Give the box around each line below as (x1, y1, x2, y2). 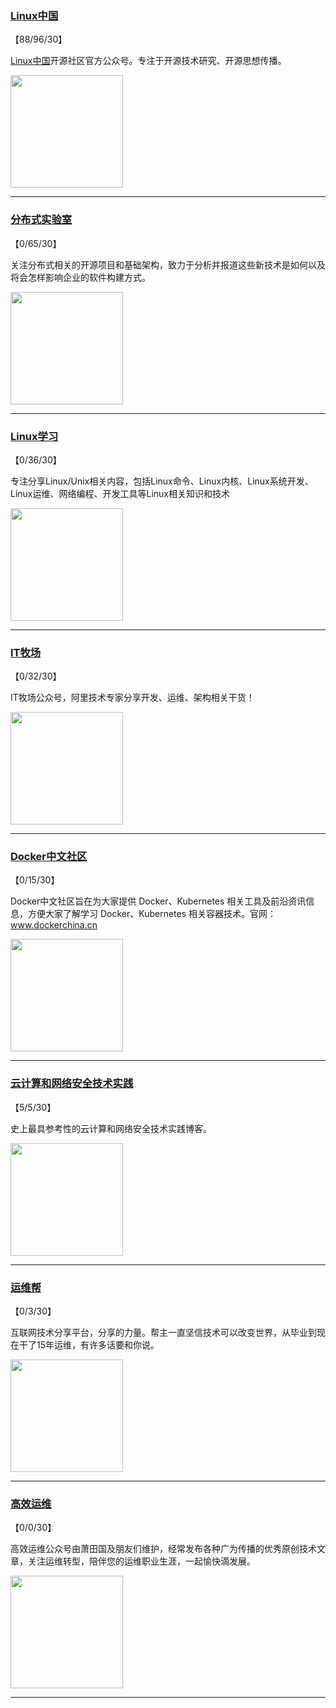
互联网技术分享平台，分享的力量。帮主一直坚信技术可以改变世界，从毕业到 (10, 1327, 317, 1339)
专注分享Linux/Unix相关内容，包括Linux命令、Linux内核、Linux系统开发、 (10, 475, 314, 487)
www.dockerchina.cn (10, 919, 98, 931)
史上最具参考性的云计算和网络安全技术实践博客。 (10, 1122, 212, 1134)
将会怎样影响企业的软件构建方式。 (10, 271, 151, 283)
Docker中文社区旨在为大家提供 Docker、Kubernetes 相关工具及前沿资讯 (10, 895, 307, 907)
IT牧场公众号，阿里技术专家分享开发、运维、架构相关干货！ (10, 692, 255, 704)
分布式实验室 (10, 213, 73, 227)
